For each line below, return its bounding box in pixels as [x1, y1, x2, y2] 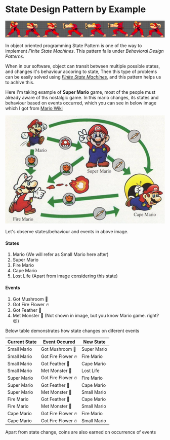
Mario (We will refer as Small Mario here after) [12, 251, 109, 258]
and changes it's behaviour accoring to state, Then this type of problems [5, 68, 157, 75]
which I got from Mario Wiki [5, 105, 63, 112]
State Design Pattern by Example [5, 4, 146, 15]
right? [147, 312, 159, 318]
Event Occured [42, 339, 75, 345]
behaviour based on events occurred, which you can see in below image [5, 100, 157, 106]
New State [83, 339, 106, 345]
